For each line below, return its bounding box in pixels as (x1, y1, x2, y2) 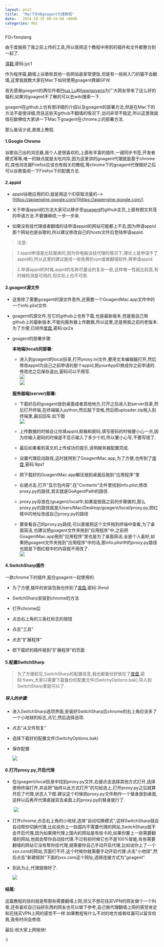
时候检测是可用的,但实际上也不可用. (17, 272, 88, 279)
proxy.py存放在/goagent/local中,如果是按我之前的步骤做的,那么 (19, 498, 146, 504)
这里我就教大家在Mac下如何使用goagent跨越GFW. (10, 77, 111, 83)
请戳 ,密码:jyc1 (5, 61, 33, 66)
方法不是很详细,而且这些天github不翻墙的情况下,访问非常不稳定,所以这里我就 (5, 110, 159, 116)
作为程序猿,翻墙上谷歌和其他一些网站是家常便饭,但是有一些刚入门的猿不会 (5, 71, 153, 77)
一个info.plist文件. (12, 302, 48, 308)
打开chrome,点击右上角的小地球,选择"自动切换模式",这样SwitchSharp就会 (12, 818, 159, 824)
